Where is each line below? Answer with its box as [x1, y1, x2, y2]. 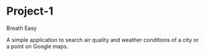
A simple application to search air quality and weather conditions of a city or [6, 36, 199, 43]
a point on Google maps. [6, 43, 69, 50]
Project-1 [6, 4, 53, 18]
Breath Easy [6, 24, 37, 32]
